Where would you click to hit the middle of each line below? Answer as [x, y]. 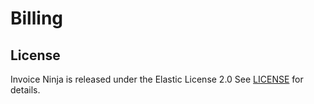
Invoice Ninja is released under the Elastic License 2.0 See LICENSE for [157, 79]
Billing [36, 18]
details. [25, 90]
